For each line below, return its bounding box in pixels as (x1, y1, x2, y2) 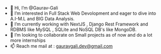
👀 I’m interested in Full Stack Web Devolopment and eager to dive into (10, 10, 156, 16)
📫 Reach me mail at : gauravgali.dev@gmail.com (10, 43, 113, 49)
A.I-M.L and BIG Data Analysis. (10, 16, 75, 21)
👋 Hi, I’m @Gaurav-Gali (10, 5, 58, 11)
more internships (10, 37, 46, 43)
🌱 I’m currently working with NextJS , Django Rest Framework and (10, 21, 148, 27)
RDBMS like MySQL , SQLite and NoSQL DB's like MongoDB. (10, 26, 137, 33)
